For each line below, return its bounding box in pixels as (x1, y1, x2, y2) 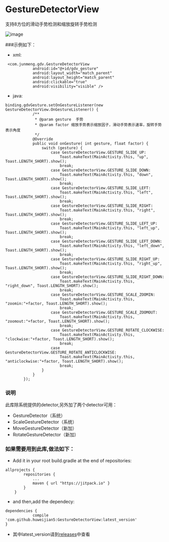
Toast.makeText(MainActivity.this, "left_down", (59, 243, 165, 248)
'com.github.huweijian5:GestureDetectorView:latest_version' (5, 517, 138, 522)
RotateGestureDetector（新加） (12, 432, 79, 438)
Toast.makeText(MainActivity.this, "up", (59, 154, 149, 160)
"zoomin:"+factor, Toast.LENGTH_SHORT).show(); (5, 301, 108, 306)
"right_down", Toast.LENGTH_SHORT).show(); (5, 283, 99, 288)
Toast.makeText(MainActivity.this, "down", (59, 172, 153, 177)
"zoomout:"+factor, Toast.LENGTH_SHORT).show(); (5, 318, 110, 324)
